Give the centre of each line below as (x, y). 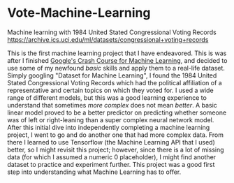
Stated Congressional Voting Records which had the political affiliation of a (115, 82)
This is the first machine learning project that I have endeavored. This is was (117, 53)
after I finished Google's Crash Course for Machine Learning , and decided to (117, 60)
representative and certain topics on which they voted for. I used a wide (111, 90)
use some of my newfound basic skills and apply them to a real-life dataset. (116, 68)
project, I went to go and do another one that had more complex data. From (115, 135)
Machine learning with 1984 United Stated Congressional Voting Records (112, 32)
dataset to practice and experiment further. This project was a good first (111, 164)
